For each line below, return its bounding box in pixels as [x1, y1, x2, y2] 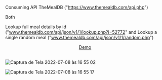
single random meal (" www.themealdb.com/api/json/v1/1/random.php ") [5, 35, 154, 40]
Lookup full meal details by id [5, 24, 67, 30]
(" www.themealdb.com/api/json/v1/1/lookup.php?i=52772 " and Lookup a [5, 29, 157, 35]
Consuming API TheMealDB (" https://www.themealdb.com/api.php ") [5, 5, 148, 10]
